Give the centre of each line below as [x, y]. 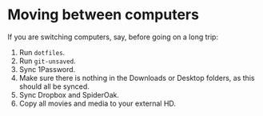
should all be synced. [54, 86]
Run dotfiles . [42, 52]
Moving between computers [103, 15]
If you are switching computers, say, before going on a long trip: [113, 37]
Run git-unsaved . [48, 61]
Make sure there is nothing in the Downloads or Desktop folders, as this [137, 78]
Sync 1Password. [47, 69]
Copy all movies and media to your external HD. [98, 103]
